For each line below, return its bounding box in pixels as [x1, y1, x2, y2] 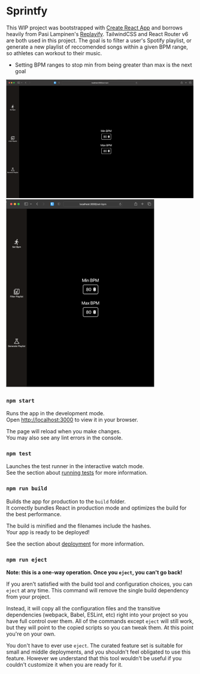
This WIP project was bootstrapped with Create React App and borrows [6, 24, 183, 31]
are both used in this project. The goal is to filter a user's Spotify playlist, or [6, 37, 192, 44]
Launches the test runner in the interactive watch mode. [6, 463, 145, 470]
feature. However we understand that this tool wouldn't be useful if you [6, 655, 182, 662]
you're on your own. [6, 630, 56, 637]
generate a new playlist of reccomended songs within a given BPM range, [6, 43, 189, 50]
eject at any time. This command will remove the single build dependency [6, 587, 189, 594]
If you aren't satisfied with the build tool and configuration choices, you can [6, 580, 193, 588]
